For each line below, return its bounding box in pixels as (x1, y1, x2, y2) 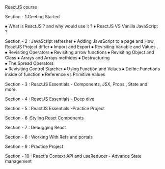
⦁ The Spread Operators (5, 60, 54, 66)
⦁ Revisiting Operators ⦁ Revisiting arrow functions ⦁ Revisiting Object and (5, 49, 154, 55)
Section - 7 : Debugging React (5, 125, 66, 130)
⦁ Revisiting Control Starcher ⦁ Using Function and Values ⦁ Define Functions (5, 66, 160, 72)
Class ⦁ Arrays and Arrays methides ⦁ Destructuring (5, 55, 110, 60)
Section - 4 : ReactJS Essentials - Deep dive (5, 96, 95, 102)
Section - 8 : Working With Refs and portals (5, 134, 93, 140)
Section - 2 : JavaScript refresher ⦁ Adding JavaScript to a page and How (5, 38, 154, 44)
